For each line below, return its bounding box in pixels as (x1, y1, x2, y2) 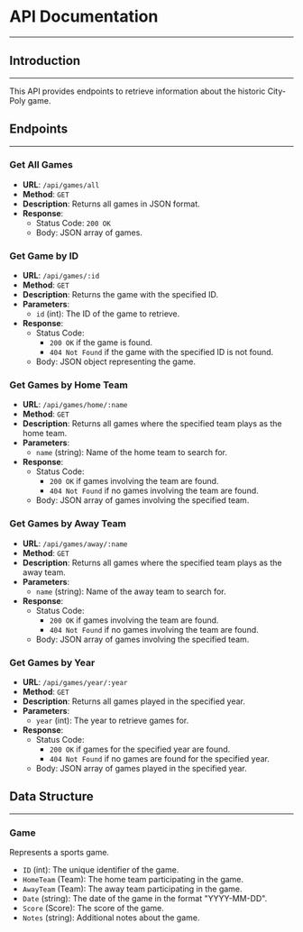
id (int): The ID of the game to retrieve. (35, 308, 180, 319)
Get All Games (9, 159, 74, 171)
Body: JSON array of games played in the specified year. (35, 763, 247, 774)
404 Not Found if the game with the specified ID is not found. (49, 347, 274, 358)
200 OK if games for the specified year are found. (49, 744, 231, 754)
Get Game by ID (9, 250, 79, 262)
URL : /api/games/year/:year (22, 677, 128, 688)
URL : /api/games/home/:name (22, 399, 128, 410)
